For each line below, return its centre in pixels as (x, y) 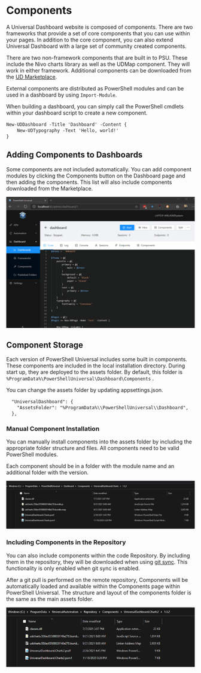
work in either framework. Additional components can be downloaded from (99, 70)
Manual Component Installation (53, 428)
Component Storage (45, 345)
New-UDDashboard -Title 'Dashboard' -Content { (67, 124)
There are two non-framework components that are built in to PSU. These (97, 58)
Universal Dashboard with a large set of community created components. (96, 46)
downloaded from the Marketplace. (50, 188)
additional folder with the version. (47, 473)
